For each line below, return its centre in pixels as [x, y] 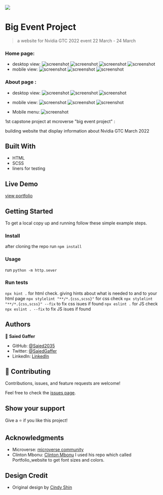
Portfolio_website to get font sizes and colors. [58, 460]
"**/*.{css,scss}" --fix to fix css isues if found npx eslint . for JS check [81, 303]
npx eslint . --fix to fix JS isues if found [48, 309]
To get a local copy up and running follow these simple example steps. [76, 223]
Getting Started [29, 211]
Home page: [20, 53]
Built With [20, 146]
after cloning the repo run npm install [44, 247]
